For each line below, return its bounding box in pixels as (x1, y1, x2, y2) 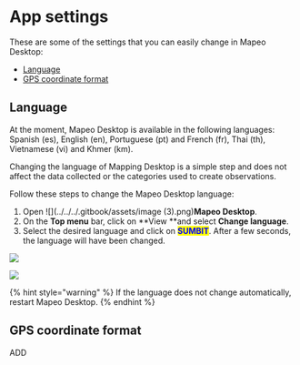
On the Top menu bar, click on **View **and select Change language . (22, 216, 289, 227)
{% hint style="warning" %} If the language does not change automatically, (9, 287, 292, 298)
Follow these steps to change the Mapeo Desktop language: (9, 188, 235, 199)
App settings (9, 6, 109, 27)
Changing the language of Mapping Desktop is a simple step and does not (9, 161, 287, 172)
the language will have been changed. (22, 235, 165, 246)
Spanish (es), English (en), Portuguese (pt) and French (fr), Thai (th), (9, 134, 266, 145)
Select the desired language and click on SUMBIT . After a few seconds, (22, 225, 292, 236)
